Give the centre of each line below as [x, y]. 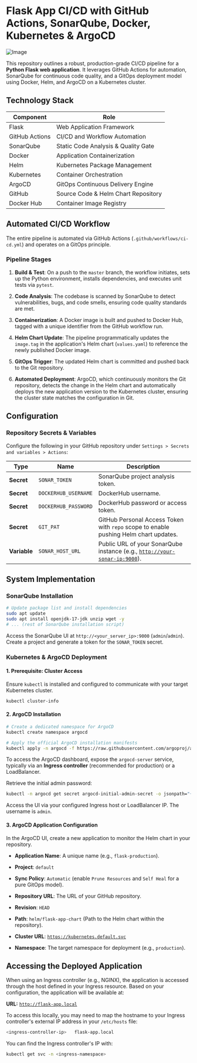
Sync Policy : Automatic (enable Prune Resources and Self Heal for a [97, 878]
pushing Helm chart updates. [138, 534]
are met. [25, 309]
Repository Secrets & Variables [51, 433]
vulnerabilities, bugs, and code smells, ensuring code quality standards [101, 302]
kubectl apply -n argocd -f [40, 748]
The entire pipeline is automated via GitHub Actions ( [70, 238]
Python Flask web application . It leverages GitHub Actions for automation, [96, 69]
